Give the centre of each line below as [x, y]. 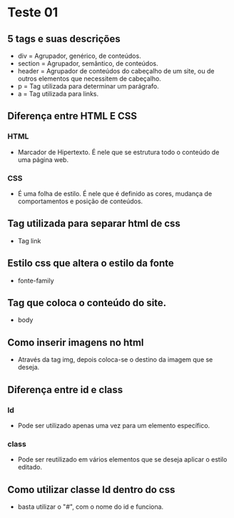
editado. [30, 467]
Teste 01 [33, 12]
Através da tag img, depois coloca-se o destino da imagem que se [115, 360]
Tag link [29, 240]
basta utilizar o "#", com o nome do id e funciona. [91, 507]
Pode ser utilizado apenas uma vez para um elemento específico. [114, 425]
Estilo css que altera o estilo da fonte [91, 264]
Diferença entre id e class [65, 390]
